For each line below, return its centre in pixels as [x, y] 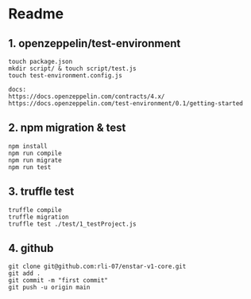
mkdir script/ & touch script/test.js [72, 69]
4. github [31, 248]
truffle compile [35, 210]
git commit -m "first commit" [58, 281]
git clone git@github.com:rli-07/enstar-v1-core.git [97, 267]
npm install [28, 146]
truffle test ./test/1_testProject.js [72, 224]
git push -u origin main [49, 288]
